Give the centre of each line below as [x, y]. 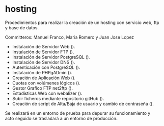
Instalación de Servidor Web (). [43, 46]
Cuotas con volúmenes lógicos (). [46, 83]
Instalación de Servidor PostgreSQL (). [51, 57]
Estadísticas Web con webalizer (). [47, 93]
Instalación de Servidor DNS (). [43, 62]
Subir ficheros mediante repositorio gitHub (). [58, 98]
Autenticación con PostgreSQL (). [46, 67]
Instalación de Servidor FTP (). [43, 52]
